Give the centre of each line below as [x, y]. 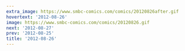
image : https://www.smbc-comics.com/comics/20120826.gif [78, 22]
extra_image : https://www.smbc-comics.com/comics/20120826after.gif [92, 11]
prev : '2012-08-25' [30, 33]
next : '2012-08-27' [30, 28]
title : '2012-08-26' [32, 39]
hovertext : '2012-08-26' [37, 17]
